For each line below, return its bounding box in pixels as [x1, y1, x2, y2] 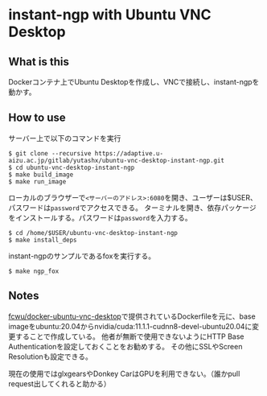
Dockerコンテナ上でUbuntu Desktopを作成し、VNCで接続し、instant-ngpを [8, 77, 260, 86]
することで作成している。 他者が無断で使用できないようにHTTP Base [14, 332, 244, 341]
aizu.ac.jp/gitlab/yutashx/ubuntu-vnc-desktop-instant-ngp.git [8, 156, 225, 164]
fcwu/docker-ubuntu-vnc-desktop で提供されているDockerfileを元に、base [8, 311, 256, 321]
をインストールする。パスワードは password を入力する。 [8, 212, 193, 222]
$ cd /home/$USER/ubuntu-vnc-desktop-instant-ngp [8, 229, 179, 237]
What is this [8, 55, 70, 68]
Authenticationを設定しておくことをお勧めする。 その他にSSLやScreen [8, 341, 243, 351]
